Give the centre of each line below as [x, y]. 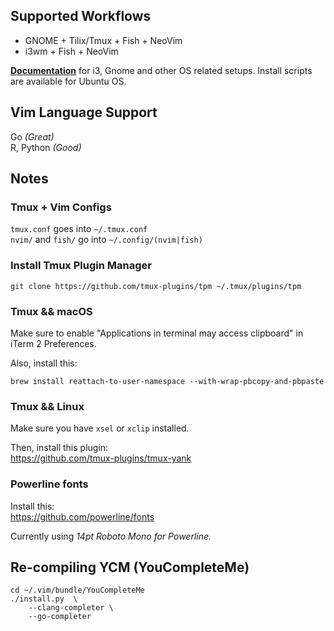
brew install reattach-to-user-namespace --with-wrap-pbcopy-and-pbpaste [167, 381]
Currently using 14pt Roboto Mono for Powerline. [111, 536]
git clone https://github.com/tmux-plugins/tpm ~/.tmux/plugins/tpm [156, 286]
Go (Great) [32, 136]
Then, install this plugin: [59, 448]
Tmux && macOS [51, 311]
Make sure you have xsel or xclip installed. [100, 428]
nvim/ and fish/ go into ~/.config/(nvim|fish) [106, 240]
